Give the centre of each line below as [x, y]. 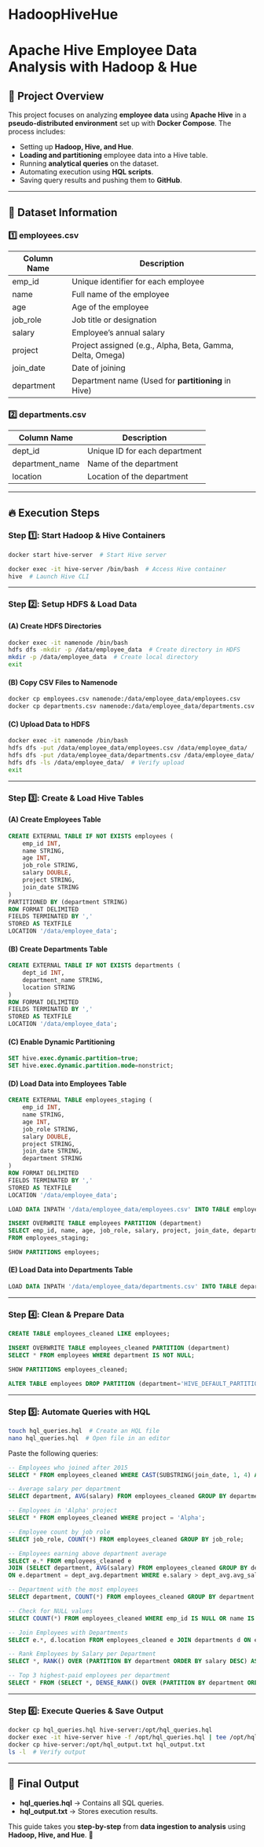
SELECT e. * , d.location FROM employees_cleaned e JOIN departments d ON [130, 1640]
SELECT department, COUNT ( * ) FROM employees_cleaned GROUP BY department [132, 1597]
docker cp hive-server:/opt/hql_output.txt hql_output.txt [107, 1744]
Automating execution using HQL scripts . [86, 172]
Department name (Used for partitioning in [152, 380]
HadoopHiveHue [63, 15]
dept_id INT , [44, 973]
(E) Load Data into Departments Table [71, 1270]
